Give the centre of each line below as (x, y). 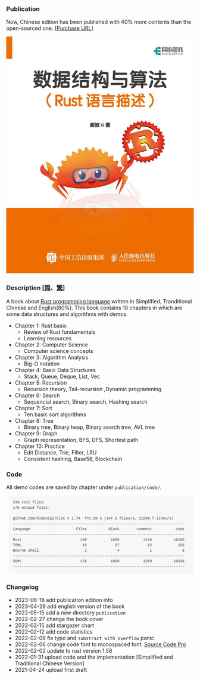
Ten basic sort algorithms (55, 414)
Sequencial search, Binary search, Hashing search (85, 401)
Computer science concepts (58, 351)
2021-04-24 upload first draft (51, 670)
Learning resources (48, 338)
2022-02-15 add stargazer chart (54, 625)
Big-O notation (42, 364)
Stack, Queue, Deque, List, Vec (62, 376)
